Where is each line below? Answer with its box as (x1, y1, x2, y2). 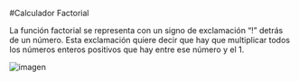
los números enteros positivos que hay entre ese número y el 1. (9, 44, 245, 55)
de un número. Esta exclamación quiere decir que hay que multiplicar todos (9, 35, 291, 45)
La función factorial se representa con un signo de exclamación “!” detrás (9, 25, 284, 35)
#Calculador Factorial (9, 8, 89, 18)
